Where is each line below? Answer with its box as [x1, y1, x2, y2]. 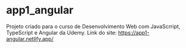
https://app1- [118, 29, 150, 36]
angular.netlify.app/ [6, 35, 53, 42]
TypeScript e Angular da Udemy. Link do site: [6, 29, 117, 36]
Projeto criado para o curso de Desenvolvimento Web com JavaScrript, [6, 23, 181, 30]
